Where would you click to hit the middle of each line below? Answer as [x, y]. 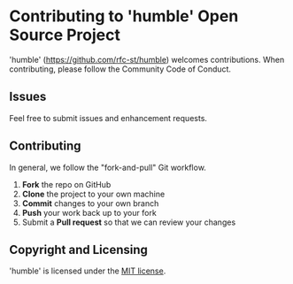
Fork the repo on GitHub [66, 184]
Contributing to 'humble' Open [124, 16]
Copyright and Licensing [79, 249]
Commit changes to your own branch [90, 203]
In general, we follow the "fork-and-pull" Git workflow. [108, 167]
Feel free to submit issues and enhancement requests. [108, 118]
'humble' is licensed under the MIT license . [88, 271]
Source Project [65, 35]
